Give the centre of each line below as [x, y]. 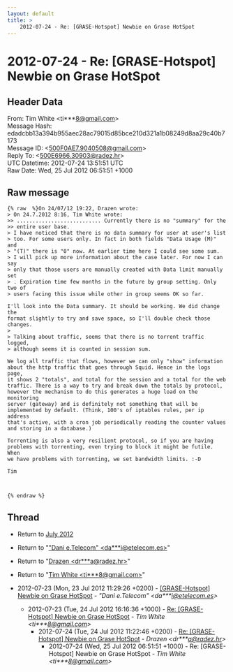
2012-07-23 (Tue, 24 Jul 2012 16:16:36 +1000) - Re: [102, 609]
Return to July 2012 [45, 534]
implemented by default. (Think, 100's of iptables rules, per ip [106, 410]
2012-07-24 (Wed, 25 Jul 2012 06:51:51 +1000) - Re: [124, 646]
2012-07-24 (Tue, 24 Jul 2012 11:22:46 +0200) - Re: [113, 631]
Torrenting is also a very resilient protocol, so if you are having [111, 441]
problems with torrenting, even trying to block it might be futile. [111, 447]
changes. [20, 325]
